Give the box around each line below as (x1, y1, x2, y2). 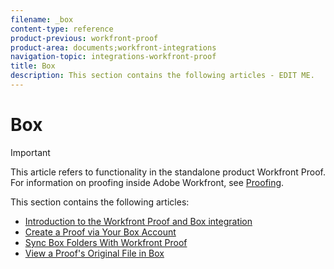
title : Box (10, 61, 56, 71)
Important (10, 146, 51, 158)
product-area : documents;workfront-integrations (10, 42, 217, 53)
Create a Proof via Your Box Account (24, 226, 177, 238)
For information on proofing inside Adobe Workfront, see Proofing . (10, 176, 285, 188)
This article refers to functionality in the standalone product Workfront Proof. (10, 166, 326, 178)
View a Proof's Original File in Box (24, 247, 165, 259)
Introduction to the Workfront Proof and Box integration (24, 215, 253, 227)
